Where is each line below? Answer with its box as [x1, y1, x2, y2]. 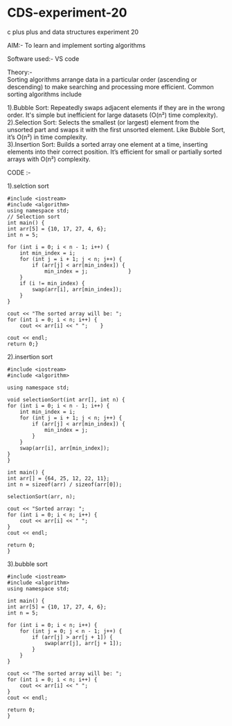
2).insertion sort [7, 352, 53, 361]
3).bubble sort [7, 559, 48, 568]
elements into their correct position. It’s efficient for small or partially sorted [7, 147, 222, 156]
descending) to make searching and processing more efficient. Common [7, 82, 214, 91]
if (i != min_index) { [19, 280, 85, 287]
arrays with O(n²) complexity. [7, 154, 91, 163]
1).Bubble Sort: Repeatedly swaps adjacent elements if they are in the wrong [7, 103, 225, 111]
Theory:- [7, 68, 33, 76]
